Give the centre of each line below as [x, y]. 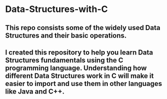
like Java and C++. [35, 91]
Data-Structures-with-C [56, 9]
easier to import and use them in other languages [84, 83]
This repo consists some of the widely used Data [83, 28]
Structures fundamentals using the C [64, 60]
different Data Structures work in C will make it [79, 76]
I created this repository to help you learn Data [79, 52]
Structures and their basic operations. [66, 35]
